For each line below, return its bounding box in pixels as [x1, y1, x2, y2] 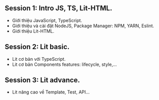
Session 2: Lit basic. [5, 43, 70, 51]
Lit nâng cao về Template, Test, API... [12, 89, 90, 95]
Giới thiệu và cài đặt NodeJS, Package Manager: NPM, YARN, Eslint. [12, 23, 154, 29]
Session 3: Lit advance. [5, 76, 81, 84]
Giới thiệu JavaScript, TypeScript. [12, 17, 82, 23]
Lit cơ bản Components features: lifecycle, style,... [12, 61, 117, 67]
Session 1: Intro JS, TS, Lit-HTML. [5, 4, 112, 13]
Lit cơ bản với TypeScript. [12, 56, 66, 62]
